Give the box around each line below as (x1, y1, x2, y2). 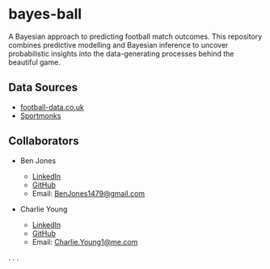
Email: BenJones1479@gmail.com (32, 188, 146, 198)
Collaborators (8, 134, 79, 148)
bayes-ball (8, 5, 82, 23)
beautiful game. (8, 57, 61, 67)
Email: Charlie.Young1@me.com (32, 237, 138, 246)
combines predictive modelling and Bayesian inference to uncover (8, 40, 229, 49)
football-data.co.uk (19, 102, 85, 111)
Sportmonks (19, 111, 61, 120)
